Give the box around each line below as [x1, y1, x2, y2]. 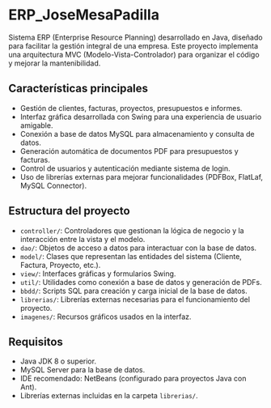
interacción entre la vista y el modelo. [19, 234, 146, 244]
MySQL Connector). [19, 181, 87, 190]
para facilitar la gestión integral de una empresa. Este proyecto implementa [8, 40, 259, 50]
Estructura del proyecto [8, 204, 131, 218]
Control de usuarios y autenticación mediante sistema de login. [19, 164, 231, 173]
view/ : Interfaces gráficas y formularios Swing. [19, 269, 176, 278]
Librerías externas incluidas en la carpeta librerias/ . [19, 391, 198, 401]
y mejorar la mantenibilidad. [8, 58, 101, 68]
